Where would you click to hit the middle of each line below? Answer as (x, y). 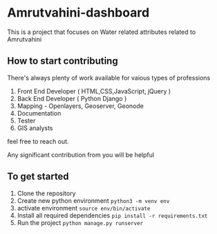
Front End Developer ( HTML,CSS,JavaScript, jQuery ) (94, 91)
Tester (26, 120)
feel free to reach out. (38, 141)
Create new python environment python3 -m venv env (93, 200)
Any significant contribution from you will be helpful (81, 154)
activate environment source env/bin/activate (84, 208)
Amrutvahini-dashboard (78, 13)
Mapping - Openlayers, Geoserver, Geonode (80, 106)
